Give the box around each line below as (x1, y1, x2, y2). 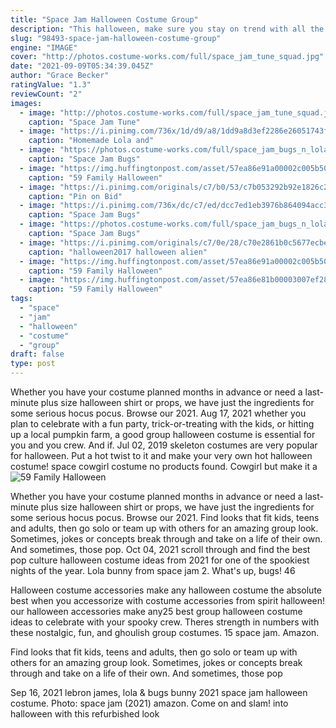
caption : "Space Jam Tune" (28, 117, 141, 127)
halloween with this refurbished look (10, 708, 160, 720)
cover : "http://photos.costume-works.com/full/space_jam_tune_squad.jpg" (10, 52, 325, 62)
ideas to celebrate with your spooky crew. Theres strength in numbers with (10, 616, 320, 628)
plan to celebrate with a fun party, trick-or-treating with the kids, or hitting (10, 418, 315, 430)
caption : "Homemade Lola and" (28, 136, 155, 146)
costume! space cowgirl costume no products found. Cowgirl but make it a (10, 461, 318, 472)
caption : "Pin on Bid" (28, 191, 123, 201)
